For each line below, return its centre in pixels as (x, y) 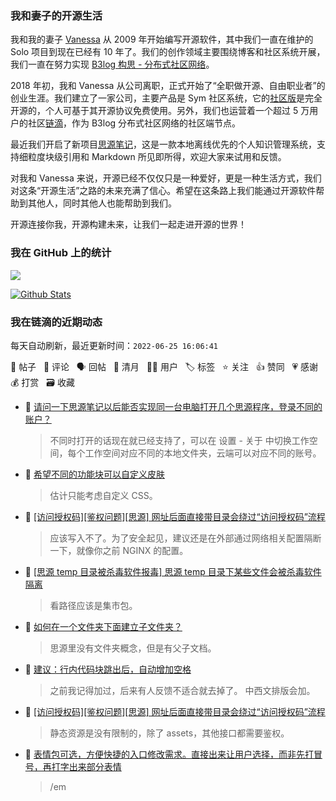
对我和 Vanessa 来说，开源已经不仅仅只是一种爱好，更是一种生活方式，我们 (166, 178)
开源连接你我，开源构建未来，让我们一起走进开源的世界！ (128, 224)
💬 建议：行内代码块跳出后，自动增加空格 (108, 669)
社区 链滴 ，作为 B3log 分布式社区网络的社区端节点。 (134, 123)
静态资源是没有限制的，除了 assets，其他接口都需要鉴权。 (169, 733)
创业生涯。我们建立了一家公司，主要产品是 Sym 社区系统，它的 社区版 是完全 (166, 98)
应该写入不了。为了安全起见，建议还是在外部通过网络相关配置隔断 (185, 538)
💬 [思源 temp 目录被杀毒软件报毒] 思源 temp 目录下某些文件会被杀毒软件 (173, 571)
